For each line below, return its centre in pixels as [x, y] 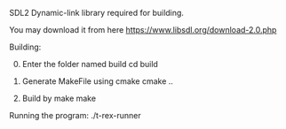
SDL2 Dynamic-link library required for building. [97, 13]
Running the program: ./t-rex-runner [75, 115]
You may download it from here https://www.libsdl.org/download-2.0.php [143, 30]
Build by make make [59, 98]
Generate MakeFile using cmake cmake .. [97, 81]
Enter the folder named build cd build [90, 64]
